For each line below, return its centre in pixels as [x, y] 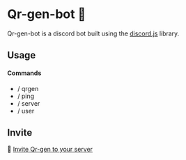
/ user [26, 111]
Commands [24, 73]
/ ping [26, 96]
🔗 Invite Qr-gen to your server [50, 150]
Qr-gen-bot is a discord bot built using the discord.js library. [93, 33]
